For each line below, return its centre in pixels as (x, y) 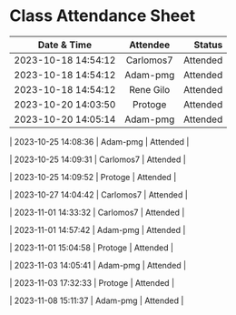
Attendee (150, 45)
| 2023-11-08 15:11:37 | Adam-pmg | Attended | (97, 300)
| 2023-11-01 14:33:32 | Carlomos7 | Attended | (97, 212)
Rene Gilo (149, 89)
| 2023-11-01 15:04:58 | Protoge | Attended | (92, 248)
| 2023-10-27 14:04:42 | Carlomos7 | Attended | (98, 194)
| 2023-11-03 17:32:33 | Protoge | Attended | (92, 282)
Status (208, 45)
